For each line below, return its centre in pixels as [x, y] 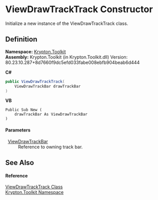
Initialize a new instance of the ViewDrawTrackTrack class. [67, 23]
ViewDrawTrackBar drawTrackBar [48, 86]
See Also [20, 163]
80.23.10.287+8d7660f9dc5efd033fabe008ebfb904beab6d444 [73, 62]
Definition [21, 39]
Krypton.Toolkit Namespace [34, 192]
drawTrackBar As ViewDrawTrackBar [51, 114]
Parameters [18, 130]
